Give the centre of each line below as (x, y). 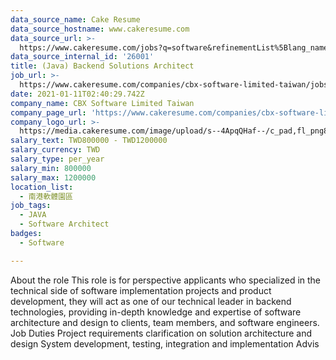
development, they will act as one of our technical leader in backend (151, 301)
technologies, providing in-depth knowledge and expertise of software (156, 312)
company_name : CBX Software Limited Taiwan (102, 103)
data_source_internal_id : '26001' (82, 57)
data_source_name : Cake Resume (75, 19)
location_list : (42, 187)
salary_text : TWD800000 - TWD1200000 (89, 141)
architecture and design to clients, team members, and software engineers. (165, 322)
